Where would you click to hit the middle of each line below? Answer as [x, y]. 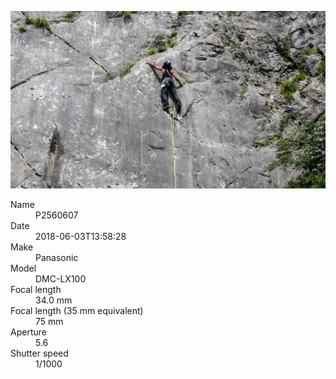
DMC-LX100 [61, 278]
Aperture [28, 332]
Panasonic [57, 257]
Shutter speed [39, 353]
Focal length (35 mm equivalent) [77, 310]
